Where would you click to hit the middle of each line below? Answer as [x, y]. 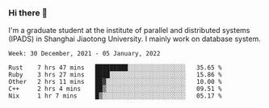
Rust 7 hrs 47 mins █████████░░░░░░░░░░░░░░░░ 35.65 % [115, 68]
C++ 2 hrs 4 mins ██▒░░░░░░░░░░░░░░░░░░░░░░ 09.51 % [115, 89]
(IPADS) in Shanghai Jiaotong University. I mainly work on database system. [134, 39]
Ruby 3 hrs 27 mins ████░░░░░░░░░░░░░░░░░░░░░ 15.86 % [115, 75]
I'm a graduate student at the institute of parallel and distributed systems [129, 31]
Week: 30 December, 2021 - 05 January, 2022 [84, 54]
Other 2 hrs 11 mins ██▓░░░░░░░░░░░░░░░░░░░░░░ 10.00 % [115, 82]
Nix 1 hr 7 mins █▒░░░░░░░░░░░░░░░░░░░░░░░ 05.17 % [115, 96]
